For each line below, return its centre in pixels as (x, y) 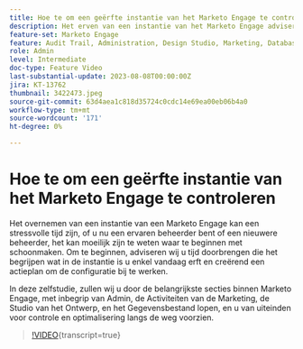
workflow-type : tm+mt (50, 110)
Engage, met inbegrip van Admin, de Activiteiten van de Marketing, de (140, 298)
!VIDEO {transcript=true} (76, 335)
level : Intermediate (48, 60)
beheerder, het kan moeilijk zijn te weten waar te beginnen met (126, 242)
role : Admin (32, 51)
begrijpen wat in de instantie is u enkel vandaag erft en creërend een (137, 262)
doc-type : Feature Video (56, 69)
